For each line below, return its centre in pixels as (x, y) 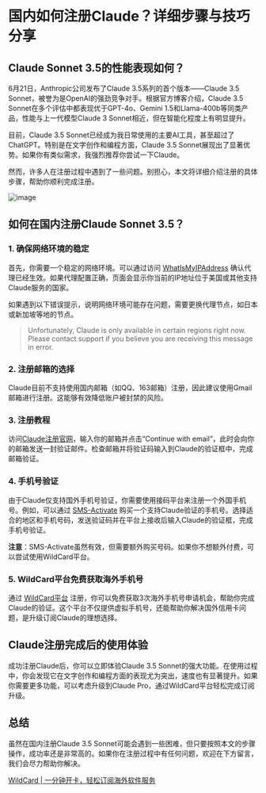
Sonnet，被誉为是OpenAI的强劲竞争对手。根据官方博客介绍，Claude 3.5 (126, 98)
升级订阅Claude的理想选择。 (75, 617)
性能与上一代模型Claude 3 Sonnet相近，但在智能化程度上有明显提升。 (136, 118)
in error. (40, 347)
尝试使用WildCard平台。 (54, 557)
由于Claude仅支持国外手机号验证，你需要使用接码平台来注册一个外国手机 (127, 500)
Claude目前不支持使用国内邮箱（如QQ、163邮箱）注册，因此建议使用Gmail (130, 387)
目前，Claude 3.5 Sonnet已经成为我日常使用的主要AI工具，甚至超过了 (122, 135)
